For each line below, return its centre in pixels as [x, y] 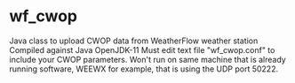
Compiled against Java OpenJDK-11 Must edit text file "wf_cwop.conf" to [142, 49]
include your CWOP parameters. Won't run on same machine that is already [147, 59]
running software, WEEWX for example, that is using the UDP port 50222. [144, 69]
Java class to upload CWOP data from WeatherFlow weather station [134, 41]
